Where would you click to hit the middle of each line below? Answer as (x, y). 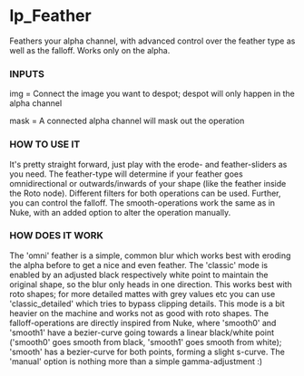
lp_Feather (51, 16)
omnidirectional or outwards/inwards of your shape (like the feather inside (148, 183)
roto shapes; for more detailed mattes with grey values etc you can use (142, 294)
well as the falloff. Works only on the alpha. (90, 50)
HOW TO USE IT (45, 144)
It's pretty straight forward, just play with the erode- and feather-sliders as (148, 164)
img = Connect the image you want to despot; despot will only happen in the (152, 94)
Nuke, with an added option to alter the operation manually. (120, 212)
